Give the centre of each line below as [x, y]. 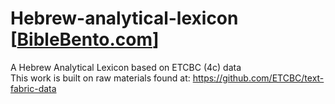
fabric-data [33, 88]
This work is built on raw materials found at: [100, 78]
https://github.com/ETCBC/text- [258, 78]
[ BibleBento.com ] [85, 39]
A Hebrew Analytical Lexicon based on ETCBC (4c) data [126, 67]
